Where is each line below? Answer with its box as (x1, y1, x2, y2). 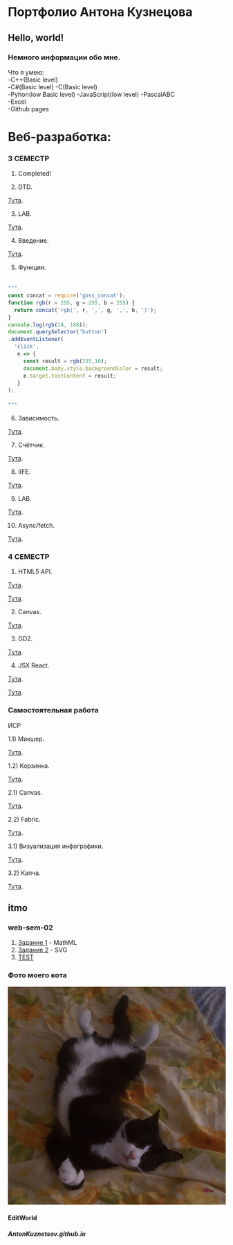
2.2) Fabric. (8, 815, 41, 823)
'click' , (14, 343, 39, 350)
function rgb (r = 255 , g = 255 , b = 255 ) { (8, 299, 136, 306)
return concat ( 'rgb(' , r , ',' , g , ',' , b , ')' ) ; (14, 306, 157, 313)
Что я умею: (8, 68, 44, 76)
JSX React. (17, 661, 50, 670)
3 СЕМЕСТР (8, 154, 50, 163)
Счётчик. (17, 441, 45, 450)
